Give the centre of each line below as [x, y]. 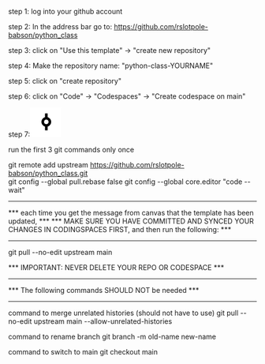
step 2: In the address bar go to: [60, 26]
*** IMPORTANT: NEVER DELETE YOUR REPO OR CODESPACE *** [116, 267]
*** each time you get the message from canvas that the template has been [131, 213]
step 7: [19, 134]
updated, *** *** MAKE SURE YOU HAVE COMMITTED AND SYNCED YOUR [131, 221]
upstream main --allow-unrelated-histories [103, 321]
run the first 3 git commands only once [71, 150]
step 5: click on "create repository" [65, 81]
